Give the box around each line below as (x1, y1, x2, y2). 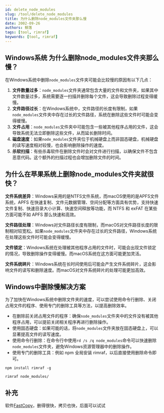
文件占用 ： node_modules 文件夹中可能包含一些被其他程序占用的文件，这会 (12, 124, 159, 130)
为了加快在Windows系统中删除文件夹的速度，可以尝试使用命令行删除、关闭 (5, 297, 157, 303)
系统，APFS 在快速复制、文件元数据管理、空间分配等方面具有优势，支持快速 (5, 199, 159, 205)
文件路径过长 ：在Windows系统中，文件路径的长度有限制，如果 (12, 106, 138, 111)
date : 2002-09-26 (5, 21, 41, 26)
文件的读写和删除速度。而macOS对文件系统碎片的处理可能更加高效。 (9, 267, 148, 273)
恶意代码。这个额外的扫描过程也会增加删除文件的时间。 (12, 154, 123, 160)
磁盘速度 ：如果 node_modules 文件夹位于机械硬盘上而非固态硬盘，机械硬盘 (12, 136, 159, 142)
